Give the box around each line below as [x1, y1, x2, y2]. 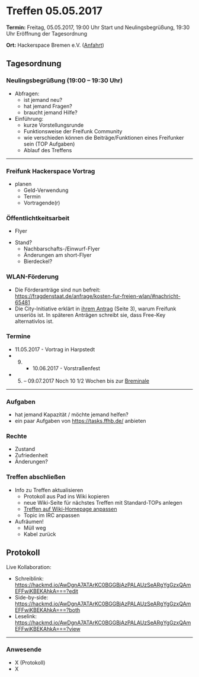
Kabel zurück [23, 530, 56, 537]
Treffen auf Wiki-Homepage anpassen [23, 505, 117, 512]
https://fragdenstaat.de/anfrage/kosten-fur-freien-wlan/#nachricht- [14, 292, 181, 300]
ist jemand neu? [23, 96, 63, 103]
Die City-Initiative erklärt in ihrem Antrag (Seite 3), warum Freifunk [14, 305, 176, 312]
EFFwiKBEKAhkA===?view [14, 625, 81, 632]
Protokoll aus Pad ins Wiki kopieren [23, 493, 110, 500]
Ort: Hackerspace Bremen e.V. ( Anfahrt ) [6, 41, 105, 49]
